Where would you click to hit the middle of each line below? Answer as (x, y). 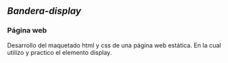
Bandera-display (44, 11)
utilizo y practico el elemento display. (59, 52)
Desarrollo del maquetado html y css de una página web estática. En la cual (114, 45)
